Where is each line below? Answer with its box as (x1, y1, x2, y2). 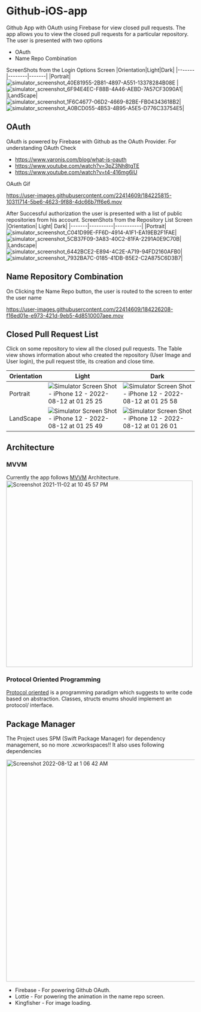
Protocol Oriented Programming (6, 675, 101, 684)
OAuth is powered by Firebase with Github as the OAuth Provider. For (6, 138, 176, 145)
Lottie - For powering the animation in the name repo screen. (14, 993, 165, 1000)
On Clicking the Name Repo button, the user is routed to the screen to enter (6, 288, 193, 295)
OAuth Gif (6, 180, 31, 187)
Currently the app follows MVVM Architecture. (6, 474, 120, 481)
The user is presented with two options (6, 37, 103, 44)
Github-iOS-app (6, 4, 88, 18)
